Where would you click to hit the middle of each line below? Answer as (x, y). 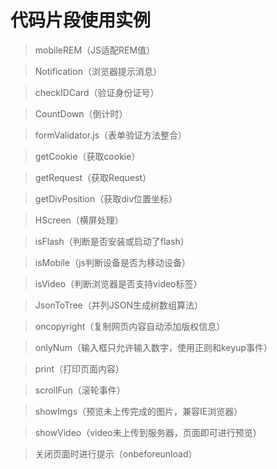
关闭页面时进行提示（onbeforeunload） (116, 453)
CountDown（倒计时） (81, 113)
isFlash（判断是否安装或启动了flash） (112, 241)
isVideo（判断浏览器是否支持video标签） (118, 283)
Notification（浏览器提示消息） (98, 71)
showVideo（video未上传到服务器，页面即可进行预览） (148, 432)
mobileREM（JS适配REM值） (95, 50)
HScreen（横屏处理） (79, 220)
